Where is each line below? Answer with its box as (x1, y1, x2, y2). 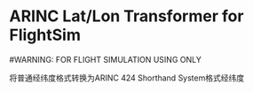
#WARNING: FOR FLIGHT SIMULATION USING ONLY (9, 54, 202, 65)
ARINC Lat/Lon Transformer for (9, 6, 244, 27)
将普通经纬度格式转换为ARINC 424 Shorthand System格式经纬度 (9, 73, 245, 83)
